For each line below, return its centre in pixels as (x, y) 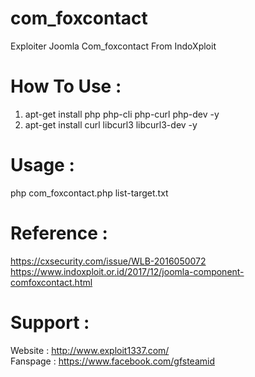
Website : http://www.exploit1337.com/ (90, 350)
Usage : (42, 165)
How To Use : (66, 86)
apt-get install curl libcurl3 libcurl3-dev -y (111, 124)
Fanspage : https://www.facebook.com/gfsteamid (113, 361)
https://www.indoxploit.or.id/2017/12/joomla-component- (127, 271)
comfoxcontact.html (51, 282)
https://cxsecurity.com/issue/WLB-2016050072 (108, 261)
